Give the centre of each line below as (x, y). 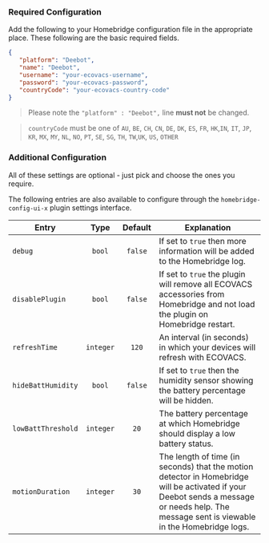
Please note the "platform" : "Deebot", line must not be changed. (139, 113)
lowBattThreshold (45, 428)
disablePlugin (39, 299)
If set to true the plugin (202, 274)
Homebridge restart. (197, 324)
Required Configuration (55, 12)
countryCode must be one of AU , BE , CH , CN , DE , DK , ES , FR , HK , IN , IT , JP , (140, 128)
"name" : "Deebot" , (50, 68)
